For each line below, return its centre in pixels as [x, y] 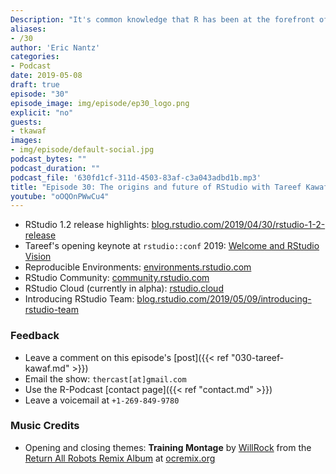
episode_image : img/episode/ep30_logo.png [100, 103]
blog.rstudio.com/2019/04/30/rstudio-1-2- [238, 225]
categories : [35, 57]
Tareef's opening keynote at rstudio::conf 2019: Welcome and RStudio [172, 246]
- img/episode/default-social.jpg [82, 150]
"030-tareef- [257, 357]
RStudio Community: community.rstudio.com [117, 278]
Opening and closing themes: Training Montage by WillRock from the [168, 447]
